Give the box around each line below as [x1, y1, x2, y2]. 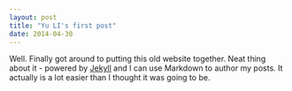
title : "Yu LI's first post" [9, 21, 117, 30]
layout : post [9, 12, 58, 22]
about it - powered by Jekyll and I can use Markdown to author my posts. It [9, 63, 283, 73]
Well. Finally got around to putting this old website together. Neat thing [9, 54, 266, 64]
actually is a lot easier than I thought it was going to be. [9, 72, 211, 83]
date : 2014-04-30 [9, 29, 73, 38]
